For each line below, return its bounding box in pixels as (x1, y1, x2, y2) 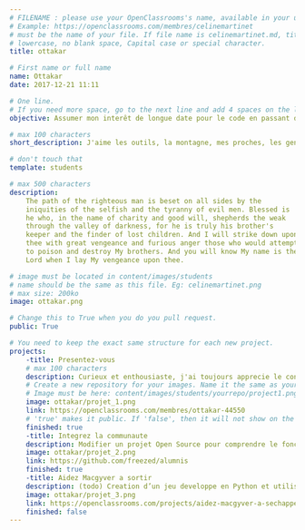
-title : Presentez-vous (25, 355, 116, 364)
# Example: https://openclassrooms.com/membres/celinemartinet (9, 22, 254, 31)
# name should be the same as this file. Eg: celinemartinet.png (9, 280, 261, 290)
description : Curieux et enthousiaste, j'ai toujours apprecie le (25, 372, 282, 381)
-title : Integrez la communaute (25, 431, 148, 440)
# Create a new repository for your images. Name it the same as (25, 380, 279, 390)
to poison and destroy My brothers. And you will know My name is (25, 247, 282, 256)
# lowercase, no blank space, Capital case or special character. (9, 38, 266, 48)
